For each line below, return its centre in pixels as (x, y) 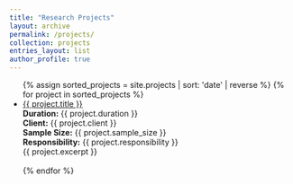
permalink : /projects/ (52, 34)
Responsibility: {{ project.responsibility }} (100, 142)
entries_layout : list (50, 51)
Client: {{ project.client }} (69, 123)
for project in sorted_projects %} (83, 94)
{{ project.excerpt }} (60, 152)
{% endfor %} (48, 171)
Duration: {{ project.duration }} (80, 114)
